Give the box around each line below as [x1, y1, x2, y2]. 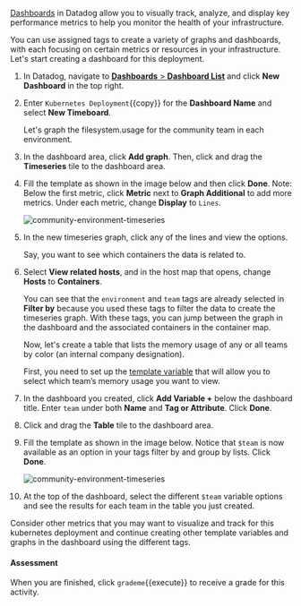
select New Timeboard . [22, 107, 111, 117]
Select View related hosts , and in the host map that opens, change [22, 267, 271, 277]
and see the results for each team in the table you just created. [22, 500, 255, 511]
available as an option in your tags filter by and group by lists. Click [22, 447, 271, 457]
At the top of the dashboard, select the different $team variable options [22, 491, 283, 501]
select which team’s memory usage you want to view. [22, 376, 220, 386]
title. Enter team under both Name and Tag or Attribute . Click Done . [22, 403, 272, 413]
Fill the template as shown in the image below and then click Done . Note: [22, 178, 293, 189]
